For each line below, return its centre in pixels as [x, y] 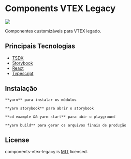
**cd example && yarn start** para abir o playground [60, 117]
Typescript [23, 73]
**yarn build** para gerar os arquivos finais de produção [66, 125]
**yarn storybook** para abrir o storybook [50, 108]
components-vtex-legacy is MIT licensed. [46, 152]
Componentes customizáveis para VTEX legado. [53, 31]
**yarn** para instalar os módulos [41, 100]
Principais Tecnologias [40, 46]
